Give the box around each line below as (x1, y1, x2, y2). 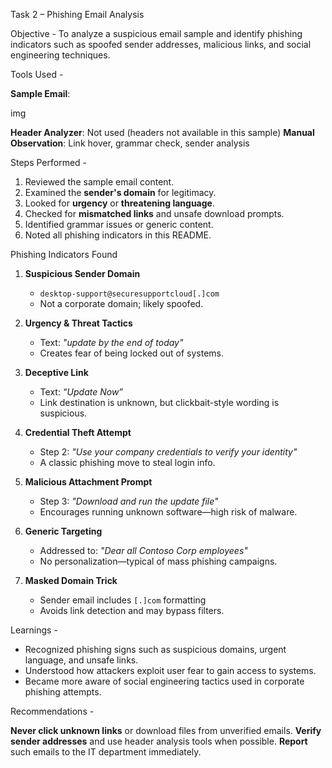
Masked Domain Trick (24, 575, 118, 586)
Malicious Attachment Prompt (24, 476, 153, 488)
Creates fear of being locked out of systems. (39, 347, 224, 359)
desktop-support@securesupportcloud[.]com (39, 289, 220, 299)
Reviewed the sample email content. (24, 176, 175, 188)
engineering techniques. (10, 49, 111, 61)
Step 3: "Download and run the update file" (39, 495, 219, 507)
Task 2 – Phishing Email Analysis (10, 9, 145, 20)
